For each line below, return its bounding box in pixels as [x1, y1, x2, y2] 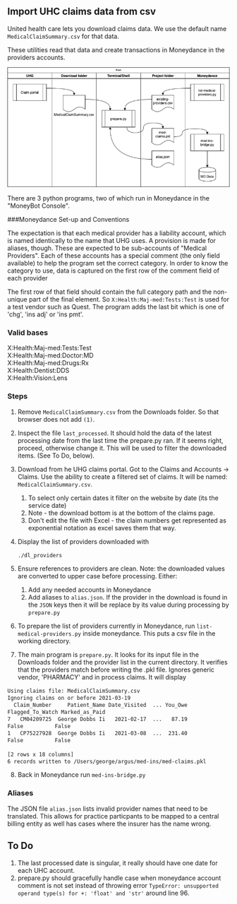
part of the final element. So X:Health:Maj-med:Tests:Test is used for [28, 295, 229, 303]
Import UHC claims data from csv [7, 6, 157, 18]
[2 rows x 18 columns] [7, 751, 74, 759]
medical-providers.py [17, 631, 81, 638]
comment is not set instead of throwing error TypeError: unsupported [17, 881, 219, 889]
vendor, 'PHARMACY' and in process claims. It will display [17, 673, 187, 682]
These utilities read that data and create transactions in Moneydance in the [7, 45, 225, 54]
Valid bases [7, 328, 48, 338]
